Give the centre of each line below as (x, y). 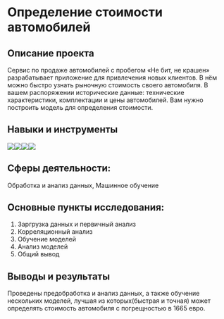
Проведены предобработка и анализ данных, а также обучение (104, 294)
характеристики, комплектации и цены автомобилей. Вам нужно (105, 100)
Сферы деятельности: (59, 169)
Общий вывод (38, 254)
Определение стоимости (85, 12)
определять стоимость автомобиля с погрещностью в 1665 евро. (106, 308)
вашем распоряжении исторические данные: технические (96, 93)
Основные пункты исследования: (86, 207)
